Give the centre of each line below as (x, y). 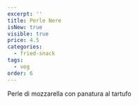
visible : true (28, 34)
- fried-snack (34, 54)
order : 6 (20, 73)
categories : (25, 47)
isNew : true (25, 27)
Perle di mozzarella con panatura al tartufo (69, 94)
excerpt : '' (25, 14)
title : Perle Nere (34, 21)
